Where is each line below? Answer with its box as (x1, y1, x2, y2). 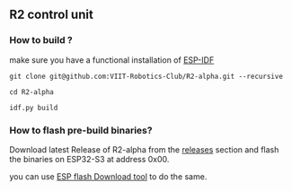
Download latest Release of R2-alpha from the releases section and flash (9, 143, 279, 155)
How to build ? (9, 34, 74, 47)
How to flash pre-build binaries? (9, 124, 153, 136)
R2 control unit (9, 7, 94, 22)
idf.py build (9, 103, 58, 112)
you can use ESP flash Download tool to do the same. (9, 170, 208, 182)
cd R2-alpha (9, 87, 54, 97)
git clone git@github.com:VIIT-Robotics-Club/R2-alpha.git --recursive (9, 72, 283, 81)
